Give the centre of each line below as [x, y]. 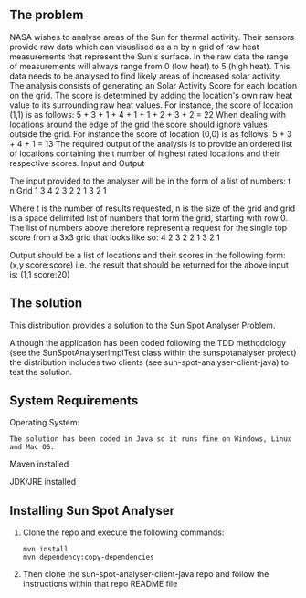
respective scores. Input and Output [77, 163]
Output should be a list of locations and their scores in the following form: [148, 255]
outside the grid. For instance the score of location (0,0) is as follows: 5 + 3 [151, 134]
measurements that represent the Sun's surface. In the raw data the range [149, 56]
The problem [47, 15]
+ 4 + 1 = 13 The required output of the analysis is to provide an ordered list [151, 143]
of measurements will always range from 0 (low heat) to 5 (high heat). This [150, 66]
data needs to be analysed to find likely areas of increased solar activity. [146, 76]
